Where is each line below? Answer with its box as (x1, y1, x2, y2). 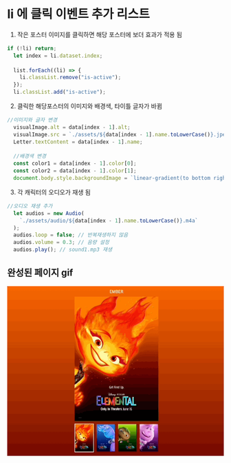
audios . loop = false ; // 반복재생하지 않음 (13, 231, 129, 238)
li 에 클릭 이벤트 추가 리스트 (7, 6, 150, 22)
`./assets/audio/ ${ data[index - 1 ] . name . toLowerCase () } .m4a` (19, 217, 198, 224)
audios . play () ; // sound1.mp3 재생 (13, 246, 112, 254)
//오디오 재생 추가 (7, 203, 53, 209)
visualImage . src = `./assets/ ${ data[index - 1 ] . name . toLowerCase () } (13, 131, 214, 138)
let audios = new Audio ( (13, 209, 85, 217)
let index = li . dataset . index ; (13, 52, 103, 59)
